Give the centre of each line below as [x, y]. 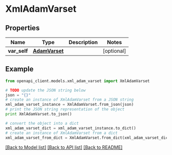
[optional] [114, 51]
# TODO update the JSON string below [46, 90]
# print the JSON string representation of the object [65, 109]
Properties [23, 28]
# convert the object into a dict [42, 123]
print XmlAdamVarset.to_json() [39, 114]
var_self [18, 51]
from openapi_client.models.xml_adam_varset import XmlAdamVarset [78, 81]
